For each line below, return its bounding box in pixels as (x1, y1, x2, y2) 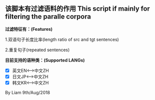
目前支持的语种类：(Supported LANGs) (5, 57, 85, 63)
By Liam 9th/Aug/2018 (5, 90, 51, 95)
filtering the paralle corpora (5, 13, 91, 21)
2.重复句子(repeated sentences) (5, 47, 70, 53)
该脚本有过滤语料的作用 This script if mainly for (5, 4, 150, 13)
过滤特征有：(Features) (5, 26, 53, 32)
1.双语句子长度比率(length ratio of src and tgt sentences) (5, 36, 119, 42)
